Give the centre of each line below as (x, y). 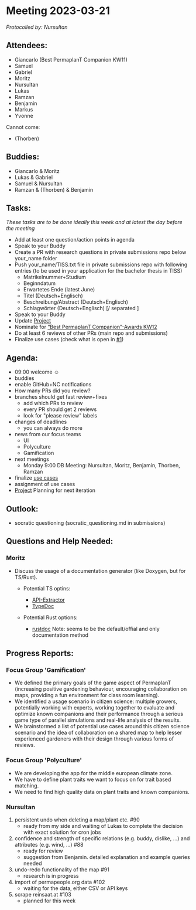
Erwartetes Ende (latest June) (59, 290)
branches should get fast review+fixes (61, 397)
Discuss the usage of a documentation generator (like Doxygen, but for (100, 571)
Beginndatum (39, 283)
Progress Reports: (40, 653)
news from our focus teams (48, 434)
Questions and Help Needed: (60, 541)
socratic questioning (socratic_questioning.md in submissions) (90, 523)
